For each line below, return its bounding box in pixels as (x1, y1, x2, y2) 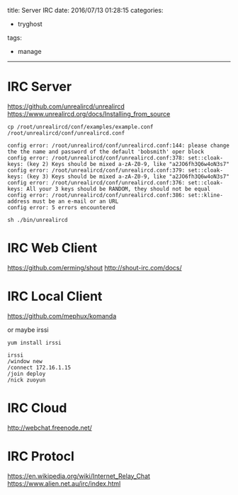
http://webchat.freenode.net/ (7, 423, 92, 432)
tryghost (17, 20, 42, 28)
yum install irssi (7, 339, 62, 346)
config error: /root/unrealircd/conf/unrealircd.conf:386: (7, 191, 186, 199)
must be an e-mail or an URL (33, 198, 119, 205)
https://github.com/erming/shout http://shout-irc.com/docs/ (7, 263, 182, 272)
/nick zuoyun (7, 376, 46, 384)
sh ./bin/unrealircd (7, 216, 69, 223)
